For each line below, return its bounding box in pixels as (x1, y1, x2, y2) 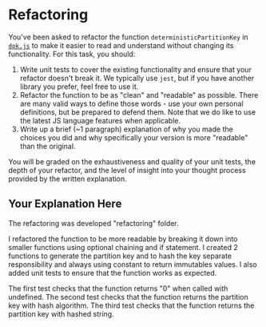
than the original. (19, 141, 76, 151)
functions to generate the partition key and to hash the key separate (8, 251, 232, 260)
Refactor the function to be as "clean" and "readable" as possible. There (19, 90, 259, 99)
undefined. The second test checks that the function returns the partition (8, 292, 249, 301)
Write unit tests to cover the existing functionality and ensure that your (19, 64, 252, 74)
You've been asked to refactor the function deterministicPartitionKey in (8, 32, 249, 42)
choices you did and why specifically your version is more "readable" (19, 132, 248, 142)
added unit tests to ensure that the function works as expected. (8, 268, 217, 277)
